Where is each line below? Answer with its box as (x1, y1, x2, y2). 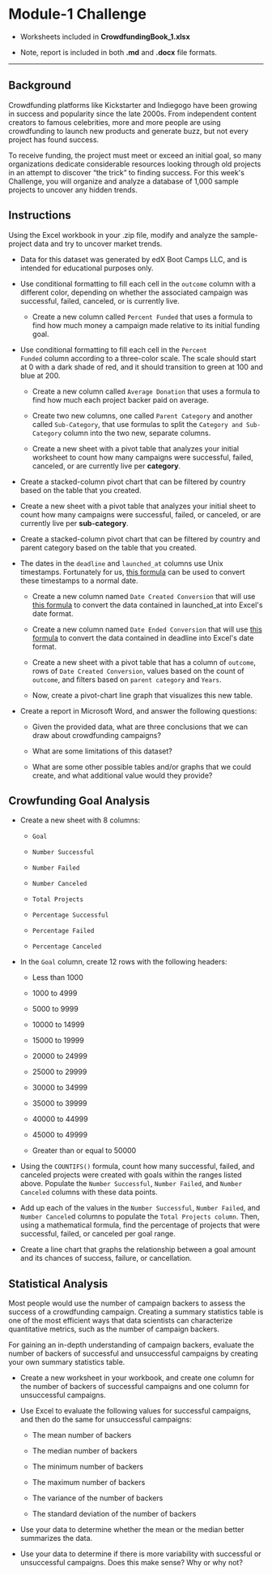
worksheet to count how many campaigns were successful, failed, (32, 452, 253, 462)
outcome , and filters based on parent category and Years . (32, 675, 222, 684)
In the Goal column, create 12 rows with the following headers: (19, 957, 227, 967)
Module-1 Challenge (8, 5, 147, 24)
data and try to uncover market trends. (33, 239, 163, 248)
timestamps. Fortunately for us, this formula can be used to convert (19, 567, 245, 576)
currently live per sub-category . (19, 518, 129, 528)
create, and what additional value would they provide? (32, 770, 213, 780)
